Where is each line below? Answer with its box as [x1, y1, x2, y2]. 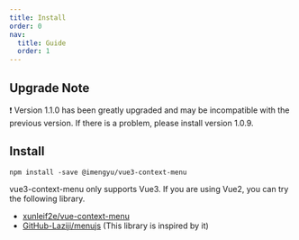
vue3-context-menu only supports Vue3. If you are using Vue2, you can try [9, 183, 289, 194]
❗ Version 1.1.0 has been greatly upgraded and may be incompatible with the [9, 105, 290, 115]
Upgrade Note [9, 80, 90, 96]
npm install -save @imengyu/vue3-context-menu [9, 168, 187, 177]
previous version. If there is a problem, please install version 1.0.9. [9, 117, 254, 128]
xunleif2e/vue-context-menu [22, 210, 131, 221]
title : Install [9, 13, 67, 23]
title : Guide [17, 38, 67, 48]
